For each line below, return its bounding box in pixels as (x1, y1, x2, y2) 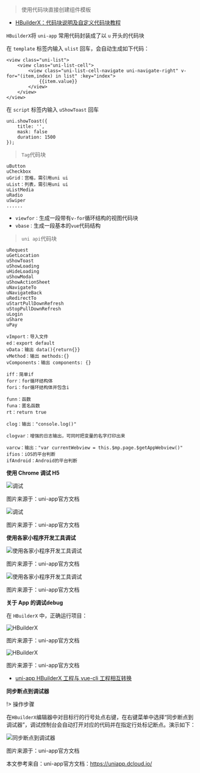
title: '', (17, 123, 45, 129)
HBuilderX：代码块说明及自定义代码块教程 (15, 19, 121, 26)
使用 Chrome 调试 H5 (6, 470, 60, 476)
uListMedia (6, 187, 34, 193)
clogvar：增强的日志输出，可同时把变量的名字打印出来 (6, 433, 126, 439)
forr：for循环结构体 (6, 378, 53, 384)
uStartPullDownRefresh (6, 300, 64, 307)
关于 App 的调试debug (6, 599, 63, 606)
